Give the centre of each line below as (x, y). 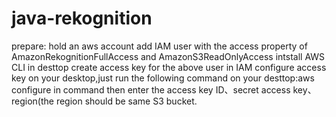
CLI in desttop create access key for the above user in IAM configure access (169, 67)
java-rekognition (82, 18)
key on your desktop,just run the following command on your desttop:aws (163, 78)
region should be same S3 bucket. (126, 101)
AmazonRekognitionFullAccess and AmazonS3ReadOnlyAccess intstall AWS (168, 56)
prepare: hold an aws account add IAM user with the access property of (159, 46)
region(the (32, 101)
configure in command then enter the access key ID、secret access (151, 89)
